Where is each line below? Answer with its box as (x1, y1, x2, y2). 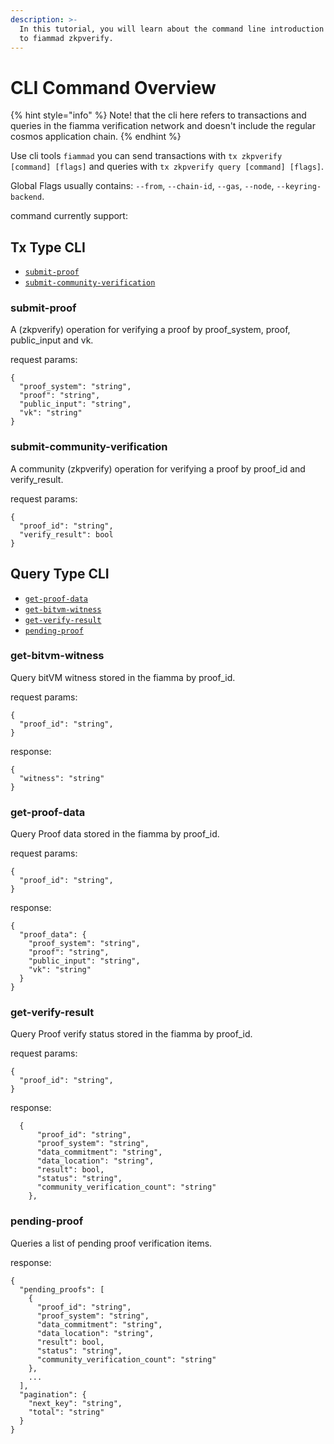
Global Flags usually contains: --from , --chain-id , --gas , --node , (10, 180, 275, 192)
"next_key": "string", (28, 1398, 123, 1408)
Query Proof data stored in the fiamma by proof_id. (10, 828, 220, 840)
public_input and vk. (10, 334, 94, 346)
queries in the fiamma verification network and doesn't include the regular (10, 120, 316, 132)
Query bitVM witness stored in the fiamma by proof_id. (10, 671, 236, 683)
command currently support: (10, 210, 128, 222)
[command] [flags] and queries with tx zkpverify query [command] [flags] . (10, 161, 324, 173)
